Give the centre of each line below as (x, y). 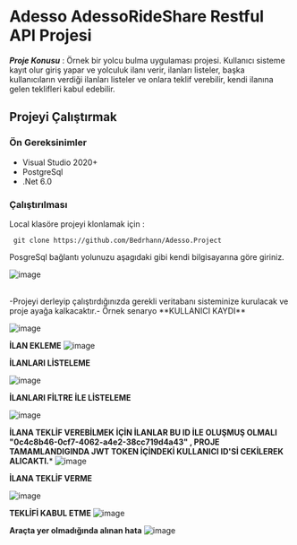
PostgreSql (42, 171)
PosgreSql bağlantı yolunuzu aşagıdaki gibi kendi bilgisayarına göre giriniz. (147, 256)
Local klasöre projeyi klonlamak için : (77, 224)
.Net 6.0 (37, 181)
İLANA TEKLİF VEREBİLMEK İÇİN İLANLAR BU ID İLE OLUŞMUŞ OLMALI (143, 432)
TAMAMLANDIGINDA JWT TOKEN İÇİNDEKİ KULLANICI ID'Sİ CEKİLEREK (147, 451)
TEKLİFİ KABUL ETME (50, 513)
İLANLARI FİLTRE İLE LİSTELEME (70, 397)
